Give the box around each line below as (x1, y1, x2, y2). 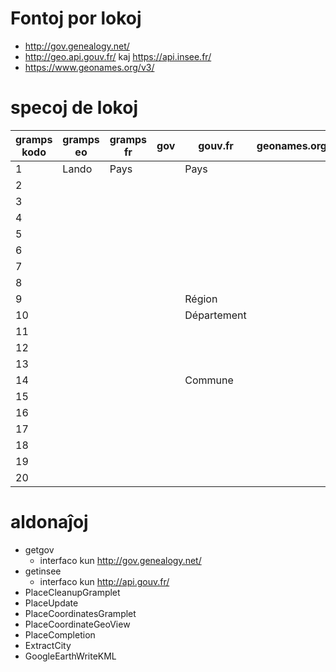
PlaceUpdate (24, 597, 79, 609)
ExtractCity (24, 639, 72, 651)
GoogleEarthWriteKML (24, 650, 117, 662)
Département (184, 308, 247, 322)
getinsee (24, 565, 62, 577)
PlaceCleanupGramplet (24, 586, 121, 598)
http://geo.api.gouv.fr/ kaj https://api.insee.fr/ (24, 50, 212, 62)
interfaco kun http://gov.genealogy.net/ (39, 554, 202, 566)
